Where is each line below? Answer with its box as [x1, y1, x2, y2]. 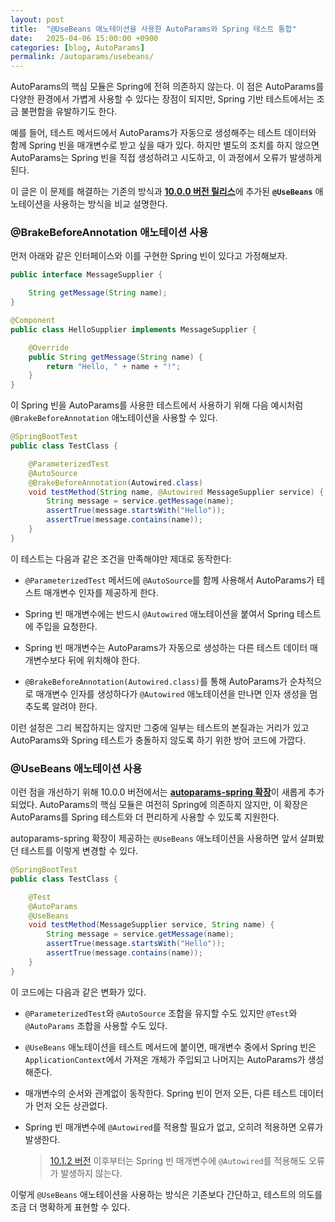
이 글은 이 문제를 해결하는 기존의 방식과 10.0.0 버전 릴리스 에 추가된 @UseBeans [10, 186, 313, 198]
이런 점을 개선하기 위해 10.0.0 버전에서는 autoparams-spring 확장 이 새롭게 [10, 786, 307, 798]
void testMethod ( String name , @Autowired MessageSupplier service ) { [28, 487, 325, 497]
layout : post [10, 14, 65, 25]
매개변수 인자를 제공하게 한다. [43, 586, 159, 598]
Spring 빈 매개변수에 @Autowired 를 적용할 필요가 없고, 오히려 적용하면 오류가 [24, 1121, 324, 1133]
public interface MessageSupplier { [10, 270, 163, 280]
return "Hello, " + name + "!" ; [46, 361, 182, 371]
